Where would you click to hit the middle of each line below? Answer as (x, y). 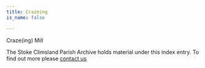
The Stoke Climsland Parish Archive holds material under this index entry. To (103, 52)
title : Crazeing (27, 12)
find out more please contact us (47, 58)
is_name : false (26, 18)
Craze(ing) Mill (25, 40)
